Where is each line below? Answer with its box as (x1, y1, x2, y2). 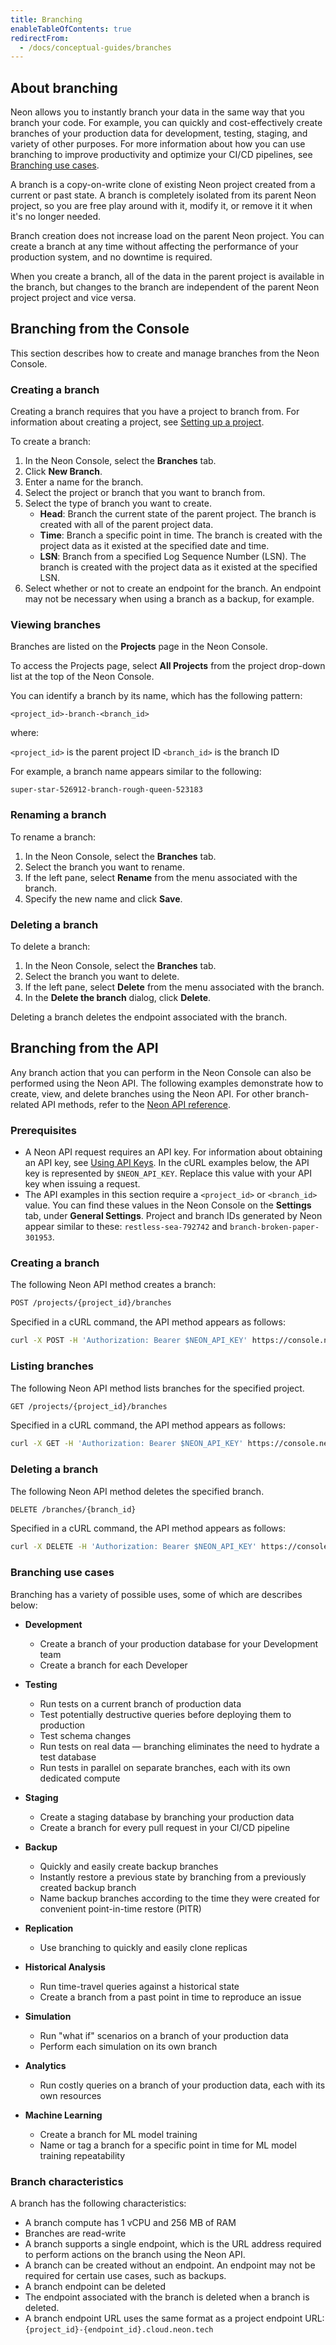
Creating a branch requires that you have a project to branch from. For (10, 406, 300, 418)
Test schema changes (39, 1729, 132, 1741)
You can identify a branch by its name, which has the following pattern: (10, 690, 303, 702)
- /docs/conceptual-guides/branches (19, 42, 172, 53)
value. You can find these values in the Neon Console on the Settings (24, 1199, 312, 1211)
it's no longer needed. (10, 211, 102, 223)
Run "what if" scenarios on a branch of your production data (39, 2029, 289, 2041)
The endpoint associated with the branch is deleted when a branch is (24, 2291, 310, 2303)
